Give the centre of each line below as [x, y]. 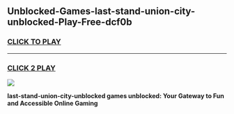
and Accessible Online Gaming [53, 103]
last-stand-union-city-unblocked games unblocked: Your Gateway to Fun [116, 95]
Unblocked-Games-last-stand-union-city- [101, 11]
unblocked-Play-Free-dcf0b [70, 22]
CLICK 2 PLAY [31, 68]
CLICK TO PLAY [34, 42]
